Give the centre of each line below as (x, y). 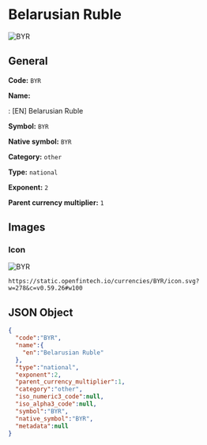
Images (27, 228)
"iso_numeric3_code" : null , (60, 397)
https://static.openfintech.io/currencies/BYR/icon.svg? (104, 282)
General (28, 61)
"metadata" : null (42, 426)
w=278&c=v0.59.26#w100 (45, 288)
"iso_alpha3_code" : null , (56, 404)
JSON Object (41, 312)
